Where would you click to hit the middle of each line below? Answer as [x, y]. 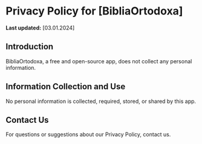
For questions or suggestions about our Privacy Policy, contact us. [88, 134]
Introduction [30, 47]
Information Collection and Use [66, 86]
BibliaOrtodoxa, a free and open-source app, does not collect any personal [99, 61]
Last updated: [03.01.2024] [40, 28]
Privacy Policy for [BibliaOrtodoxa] [94, 11]
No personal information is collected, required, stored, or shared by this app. [101, 101]
